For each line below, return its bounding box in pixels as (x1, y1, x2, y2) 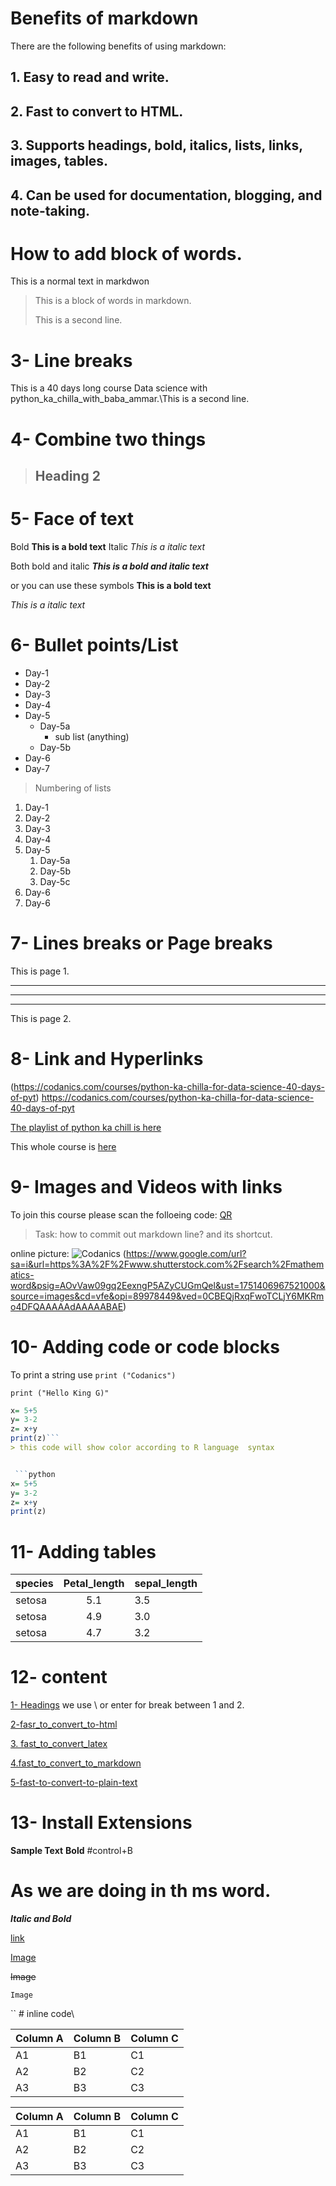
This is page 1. (10, 965, 70, 977)
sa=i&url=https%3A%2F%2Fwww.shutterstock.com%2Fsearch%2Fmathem (10, 1258, 325, 1270)
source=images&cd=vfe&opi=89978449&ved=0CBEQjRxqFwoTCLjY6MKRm (10, 1290, 325, 1302)
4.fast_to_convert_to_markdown (10, 1757, 142, 1769)
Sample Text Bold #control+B (10, 1845, 133, 1857)
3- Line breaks (10, 349, 133, 372)
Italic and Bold (10, 1913, 72, 1925)
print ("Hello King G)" (10, 1388, 110, 1398)
